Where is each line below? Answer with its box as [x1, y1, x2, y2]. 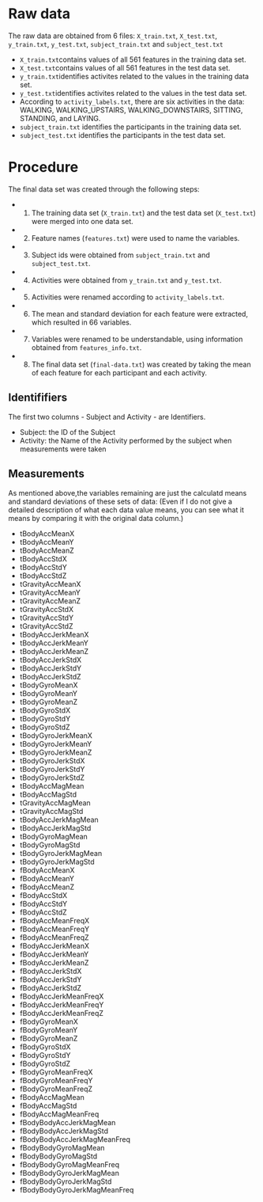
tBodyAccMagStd [19, 789, 77, 799]
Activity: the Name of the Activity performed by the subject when [19, 436, 232, 445]
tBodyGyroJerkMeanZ [19, 747, 92, 757]
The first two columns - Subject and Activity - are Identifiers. [8, 412, 206, 421]
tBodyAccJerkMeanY [19, 638, 89, 648]
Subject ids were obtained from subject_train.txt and [31, 250, 211, 260]
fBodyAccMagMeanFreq [19, 1109, 100, 1119]
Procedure [8, 158, 79, 177]
